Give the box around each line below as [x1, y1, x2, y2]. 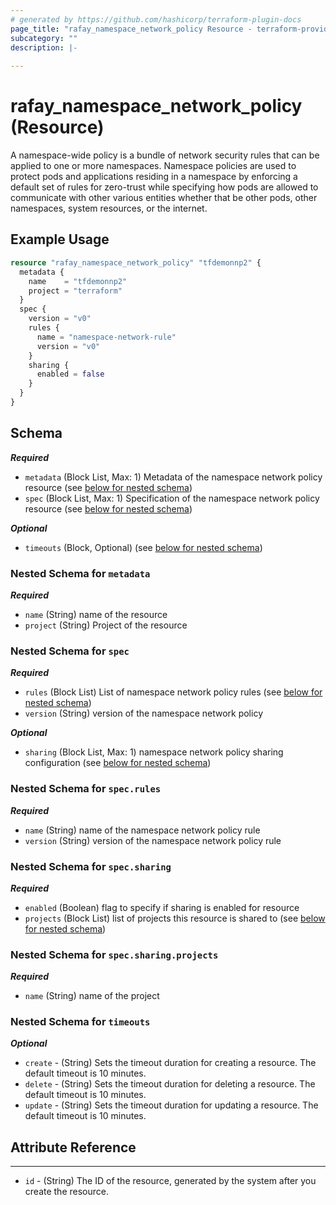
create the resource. [24, 1186, 109, 1198]
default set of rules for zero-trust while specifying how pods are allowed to [10, 181, 319, 193]
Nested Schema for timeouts [10, 1015, 151, 1029]
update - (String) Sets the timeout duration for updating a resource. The [24, 1099, 319, 1111]
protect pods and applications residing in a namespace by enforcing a [10, 171, 298, 183]
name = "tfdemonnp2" [28, 276, 128, 286]
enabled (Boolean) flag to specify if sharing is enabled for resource [24, 901, 300, 913]
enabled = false [36, 369, 105, 380]
